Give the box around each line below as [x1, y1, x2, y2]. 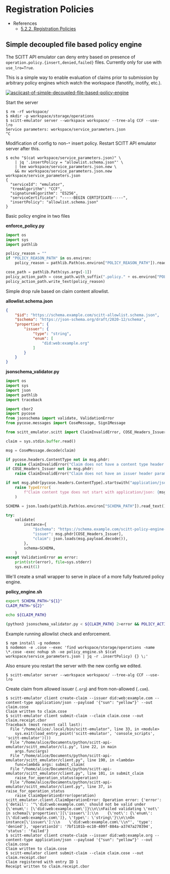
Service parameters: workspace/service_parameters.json [6, 127, 126, 132]
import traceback [6, 397, 42, 402]
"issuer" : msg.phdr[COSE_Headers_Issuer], [32, 531, 124, 536]
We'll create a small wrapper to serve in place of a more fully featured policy [6, 573, 164, 579]
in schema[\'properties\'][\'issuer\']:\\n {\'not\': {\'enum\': [6, 811, 153, 816]
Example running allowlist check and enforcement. [6, 631, 111, 637]
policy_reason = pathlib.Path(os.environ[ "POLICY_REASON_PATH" [15, 261, 151, 266]
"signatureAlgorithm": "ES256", [10, 191, 79, 196]
